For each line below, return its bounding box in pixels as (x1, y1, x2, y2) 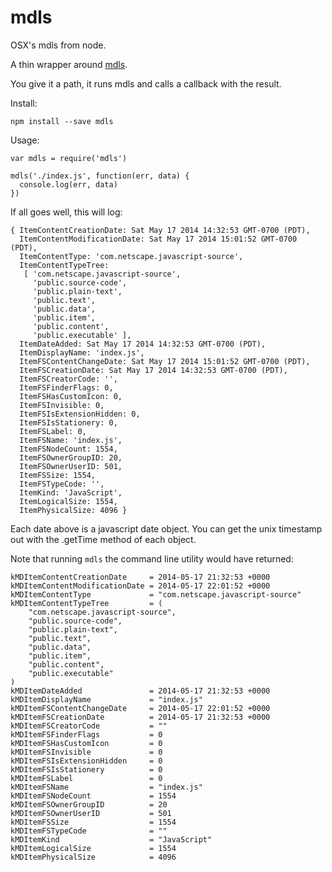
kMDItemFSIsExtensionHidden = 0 (10, 756, 163, 766)
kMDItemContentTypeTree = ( (10, 598, 163, 608)
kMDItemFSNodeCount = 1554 (10, 791, 177, 801)
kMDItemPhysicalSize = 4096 (10, 852, 177, 862)
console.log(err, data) (19, 179, 118, 190)
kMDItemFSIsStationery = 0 (10, 764, 163, 775)
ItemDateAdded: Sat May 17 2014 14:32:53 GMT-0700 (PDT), (19, 339, 267, 349)
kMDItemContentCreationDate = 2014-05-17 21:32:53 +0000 (10, 572, 271, 582)
